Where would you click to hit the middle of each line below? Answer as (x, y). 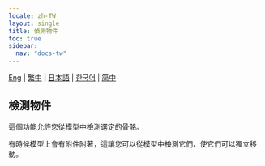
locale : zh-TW (32, 16)
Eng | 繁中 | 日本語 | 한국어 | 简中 (62, 77)
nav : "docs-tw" (41, 53)
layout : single (34, 23)
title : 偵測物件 (33, 31)
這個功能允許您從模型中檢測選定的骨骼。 (76, 126)
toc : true (25, 38)
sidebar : (23, 46)
